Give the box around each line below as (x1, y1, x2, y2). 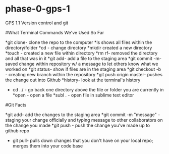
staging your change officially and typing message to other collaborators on (5, 117, 163, 123)
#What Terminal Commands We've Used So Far (5, 29, 104, 35)
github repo (5, 127, 29, 134)
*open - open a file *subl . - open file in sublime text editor (12, 92, 134, 98)
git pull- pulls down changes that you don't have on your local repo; (12, 137, 153, 143)
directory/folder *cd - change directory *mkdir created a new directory (5, 44, 152, 50)
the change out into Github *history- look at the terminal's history (5, 77, 141, 83)
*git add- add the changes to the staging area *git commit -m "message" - (5, 112, 160, 118)
